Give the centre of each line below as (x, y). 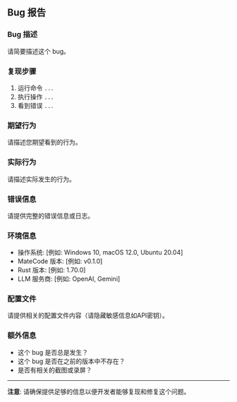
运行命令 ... (36, 87)
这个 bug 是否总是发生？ (53, 352)
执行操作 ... (36, 97)
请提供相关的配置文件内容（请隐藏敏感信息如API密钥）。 (88, 315)
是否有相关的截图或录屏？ (55, 370)
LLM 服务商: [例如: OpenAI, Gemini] (69, 279)
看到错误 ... (36, 105)
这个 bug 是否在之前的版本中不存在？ (71, 361)
